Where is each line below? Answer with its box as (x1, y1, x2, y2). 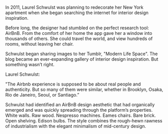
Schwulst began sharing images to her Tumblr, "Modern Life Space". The (5, 51, 158, 57)
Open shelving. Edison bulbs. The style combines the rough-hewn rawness (5, 118, 162, 123)
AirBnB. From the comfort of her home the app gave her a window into (5, 30, 152, 36)
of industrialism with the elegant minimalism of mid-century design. (5, 123, 146, 129)
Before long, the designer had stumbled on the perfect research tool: (5, 25, 149, 31)
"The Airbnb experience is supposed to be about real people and (5, 81, 141, 87)
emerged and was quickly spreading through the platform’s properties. (5, 107, 153, 113)
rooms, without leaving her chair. (5, 41, 74, 47)
